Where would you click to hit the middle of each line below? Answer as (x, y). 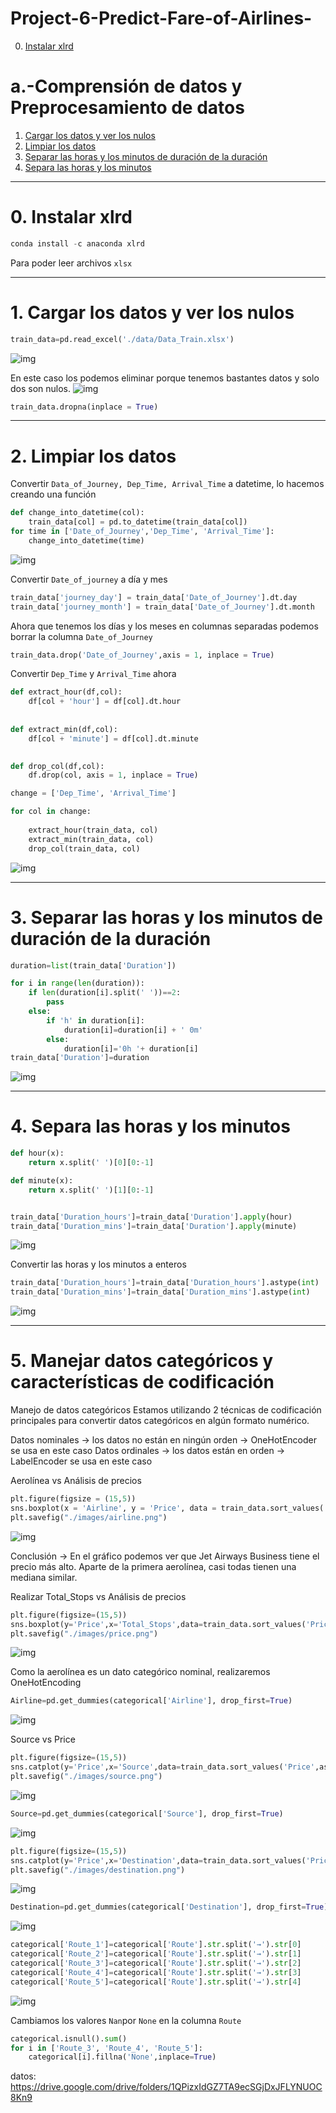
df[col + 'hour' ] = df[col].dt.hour (105, 702)
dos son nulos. (41, 388)
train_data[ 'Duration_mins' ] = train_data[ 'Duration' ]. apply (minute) (154, 1226)
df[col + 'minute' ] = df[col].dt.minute (113, 738)
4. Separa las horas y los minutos (150, 1126)
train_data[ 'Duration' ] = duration (80, 1058)
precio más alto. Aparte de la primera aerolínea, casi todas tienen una (153, 1566)
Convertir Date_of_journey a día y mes (89, 579)
